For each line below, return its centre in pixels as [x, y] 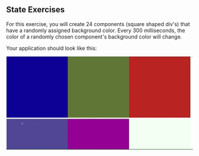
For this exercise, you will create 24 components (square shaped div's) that [98, 24]
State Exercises [36, 10]
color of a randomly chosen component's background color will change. [94, 36]
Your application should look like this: [52, 48]
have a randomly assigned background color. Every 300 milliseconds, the [96, 30]
